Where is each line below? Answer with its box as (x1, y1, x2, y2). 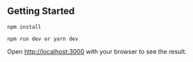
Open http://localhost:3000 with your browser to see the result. (7, 47, 187, 55)
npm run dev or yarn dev (7, 35, 79, 42)
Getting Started (7, 5, 75, 17)
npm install (7, 23, 41, 30)
